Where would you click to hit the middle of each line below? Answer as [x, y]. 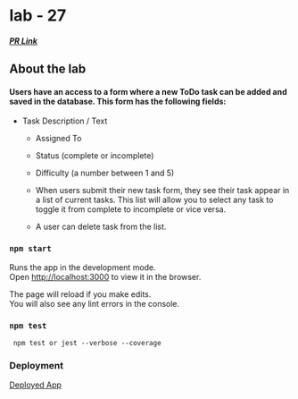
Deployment [37, 365]
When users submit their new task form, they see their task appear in [162, 191]
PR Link [24, 40]
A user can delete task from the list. [101, 227]
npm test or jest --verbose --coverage [87, 343]
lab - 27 [38, 16]
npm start [30, 249]
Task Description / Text [65, 121]
